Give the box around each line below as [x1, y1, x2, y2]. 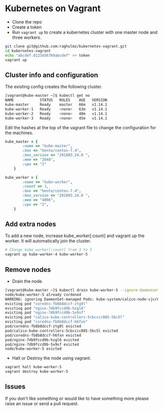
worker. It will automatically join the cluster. [5, 238, 91, 244]
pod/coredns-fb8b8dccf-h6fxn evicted [5, 333, 81, 338]
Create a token [12, 24, 42, 30]
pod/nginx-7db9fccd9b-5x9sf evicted [5, 342, 79, 347]
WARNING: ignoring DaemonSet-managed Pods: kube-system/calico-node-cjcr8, [5, 297, 162, 302]
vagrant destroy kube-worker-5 [5, 369, 68, 374]
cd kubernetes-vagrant [5, 48, 51, 53]
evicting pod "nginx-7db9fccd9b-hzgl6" [5, 306, 86, 311]
